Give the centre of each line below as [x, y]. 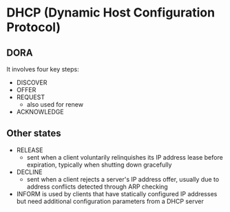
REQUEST [31, 97]
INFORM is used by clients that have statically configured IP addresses [117, 193]
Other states [34, 133]
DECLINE [29, 172]
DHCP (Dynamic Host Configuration [111, 13]
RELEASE [30, 150]
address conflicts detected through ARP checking [97, 187]
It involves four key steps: [43, 69]
